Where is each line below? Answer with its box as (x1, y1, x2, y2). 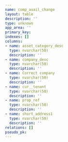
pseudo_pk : (5, 130, 27, 135)
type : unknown (5, 20, 34, 26)
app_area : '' (5, 25, 31, 30)
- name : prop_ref (5, 98, 40, 103)
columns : (5, 39, 23, 44)
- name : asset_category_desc (5, 43, 64, 48)
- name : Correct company (5, 71, 55, 76)
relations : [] (5, 125, 34, 130)
